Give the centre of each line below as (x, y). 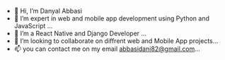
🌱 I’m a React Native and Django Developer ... (80, 33)
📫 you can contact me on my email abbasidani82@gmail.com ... (107, 49)
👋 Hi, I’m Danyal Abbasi (48, 11)
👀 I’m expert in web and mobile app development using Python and (112, 18)
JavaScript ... (33, 26)
